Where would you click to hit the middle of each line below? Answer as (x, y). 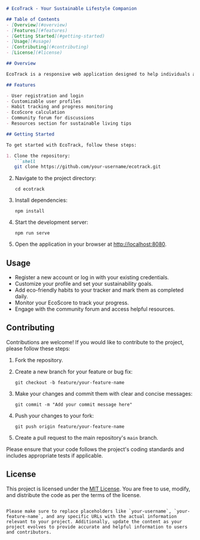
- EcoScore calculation (36, 112)
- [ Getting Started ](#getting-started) (56, 36)
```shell (25, 161)
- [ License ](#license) (34, 53)
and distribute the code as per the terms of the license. (74, 495)
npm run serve (32, 233)
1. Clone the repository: (38, 156)
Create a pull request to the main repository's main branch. (87, 437)
